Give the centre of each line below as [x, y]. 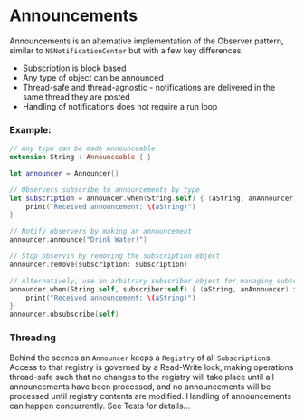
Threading [33, 338]
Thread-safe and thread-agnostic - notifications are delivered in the [149, 87]
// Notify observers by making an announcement [101, 232]
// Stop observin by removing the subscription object [115, 256]
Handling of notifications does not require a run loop [120, 106]
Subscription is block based [74, 68]
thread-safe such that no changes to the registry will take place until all [142, 377]
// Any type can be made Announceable [82, 149]
